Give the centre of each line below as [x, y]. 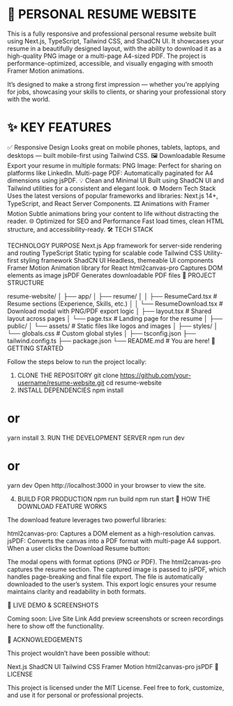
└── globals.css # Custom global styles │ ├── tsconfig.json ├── [102, 333]
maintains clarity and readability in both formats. [77, 591]
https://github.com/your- [156, 375]
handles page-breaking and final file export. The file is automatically [105, 577]
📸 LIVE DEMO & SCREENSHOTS [53, 605]
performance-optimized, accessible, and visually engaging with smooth [110, 63]
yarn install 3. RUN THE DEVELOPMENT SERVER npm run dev [96, 438]
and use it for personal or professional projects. [75, 695]
